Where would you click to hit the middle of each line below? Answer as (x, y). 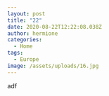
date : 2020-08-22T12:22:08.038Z (54, 27)
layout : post (26, 14)
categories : (25, 40)
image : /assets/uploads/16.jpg (53, 66)
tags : (15, 53)
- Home (23, 46)
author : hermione (33, 33)
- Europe (26, 60)
